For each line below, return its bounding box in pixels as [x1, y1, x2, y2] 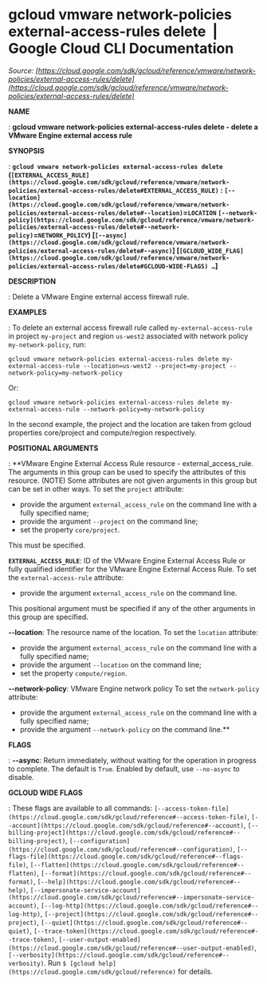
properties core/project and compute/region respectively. [8, 428, 197, 437]
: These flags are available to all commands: [8, 803, 153, 813]
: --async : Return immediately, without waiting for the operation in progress [8, 755, 257, 765]
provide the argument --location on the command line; [19, 660, 202, 669]
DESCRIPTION [8, 276, 57, 286]
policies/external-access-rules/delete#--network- [8, 223, 180, 231]
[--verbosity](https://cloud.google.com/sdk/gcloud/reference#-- [8, 951, 230, 959]
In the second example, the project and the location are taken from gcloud [8, 419, 252, 429]
